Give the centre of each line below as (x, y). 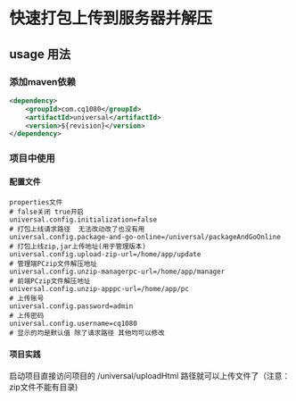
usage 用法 (40, 54)
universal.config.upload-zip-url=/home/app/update (105, 255)
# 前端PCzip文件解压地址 (50, 281)
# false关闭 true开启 (47, 212)
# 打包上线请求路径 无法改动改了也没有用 (77, 230)
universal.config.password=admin (71, 306)
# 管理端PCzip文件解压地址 (53, 264)
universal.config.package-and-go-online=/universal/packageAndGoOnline (145, 238)
